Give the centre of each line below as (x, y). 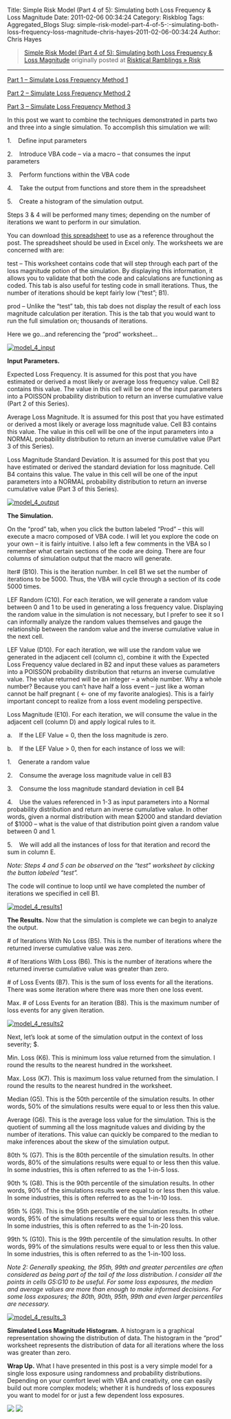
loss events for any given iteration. (56, 1010)
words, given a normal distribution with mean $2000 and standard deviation (114, 816)
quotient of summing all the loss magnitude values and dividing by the (106, 1127)
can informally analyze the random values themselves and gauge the (105, 622)
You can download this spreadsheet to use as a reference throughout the (111, 235)
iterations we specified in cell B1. (53, 893)
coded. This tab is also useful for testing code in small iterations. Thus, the (113, 285)
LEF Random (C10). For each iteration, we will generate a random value (108, 600)
